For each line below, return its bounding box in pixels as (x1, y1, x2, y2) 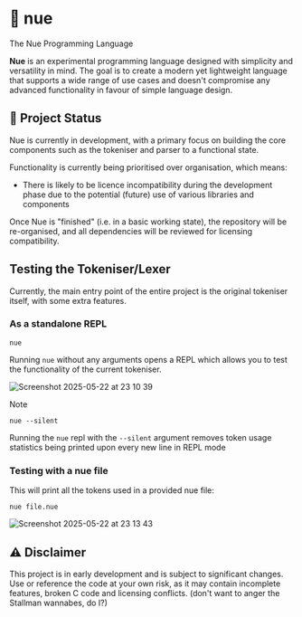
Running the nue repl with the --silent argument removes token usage (9, 432, 272, 442)
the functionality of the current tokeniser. (9, 364, 162, 375)
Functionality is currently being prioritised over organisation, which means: (9, 162, 288, 173)
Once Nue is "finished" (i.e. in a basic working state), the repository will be (9, 216, 288, 227)
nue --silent (9, 416, 59, 425)
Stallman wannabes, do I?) (9, 597, 109, 608)
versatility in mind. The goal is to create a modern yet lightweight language (9, 65, 288, 76)
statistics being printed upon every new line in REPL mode (9, 441, 226, 452)
